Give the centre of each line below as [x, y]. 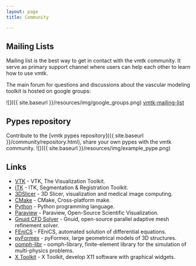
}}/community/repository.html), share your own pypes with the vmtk [89, 142]
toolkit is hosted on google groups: [49, 91]
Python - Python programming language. [65, 206]
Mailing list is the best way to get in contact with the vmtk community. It [94, 61]
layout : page [22, 12]
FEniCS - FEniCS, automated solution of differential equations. [91, 232]
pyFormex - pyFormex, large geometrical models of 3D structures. [95, 237]
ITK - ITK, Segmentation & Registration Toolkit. [71, 187]
